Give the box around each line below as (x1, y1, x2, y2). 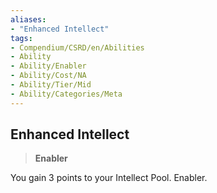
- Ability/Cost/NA (10, 71, 87, 81)
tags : (10, 33, 33, 43)
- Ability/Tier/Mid (10, 80, 92, 90)
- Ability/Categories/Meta (10, 89, 123, 99)
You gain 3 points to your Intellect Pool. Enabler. (10, 172, 208, 184)
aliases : (10, 14, 47, 25)
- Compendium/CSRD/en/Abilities (10, 42, 145, 53)
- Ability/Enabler (10, 61, 87, 71)
